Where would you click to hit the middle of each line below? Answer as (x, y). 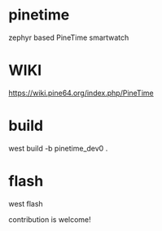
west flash (26, 203)
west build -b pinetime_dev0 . (58, 148)
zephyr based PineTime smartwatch (69, 37)
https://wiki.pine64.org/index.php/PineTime (81, 93)
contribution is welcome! (50, 219)
